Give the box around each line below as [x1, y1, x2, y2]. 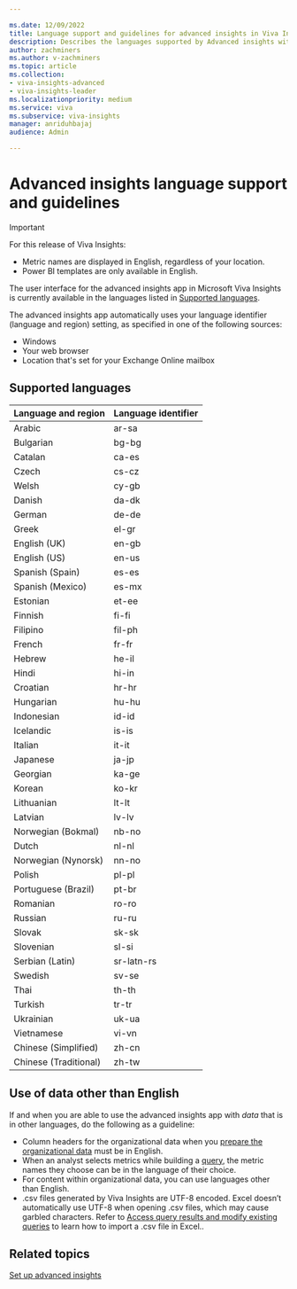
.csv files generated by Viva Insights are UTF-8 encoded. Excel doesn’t [21, 1192, 282, 1203]
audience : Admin [9, 128, 69, 137]
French [13, 637, 43, 650]
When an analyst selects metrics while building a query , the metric [21, 1154, 264, 1166]
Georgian [13, 768, 52, 780]
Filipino [13, 623, 44, 636]
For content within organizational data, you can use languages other [21, 1174, 270, 1184]
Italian [13, 738, 40, 751]
